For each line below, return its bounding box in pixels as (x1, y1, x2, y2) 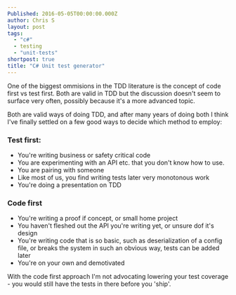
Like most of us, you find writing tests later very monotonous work (17, 173, 209, 181)
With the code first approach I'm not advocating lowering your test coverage (7, 273, 229, 281)
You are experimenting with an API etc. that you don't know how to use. (17, 158, 225, 167)
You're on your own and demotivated (17, 259, 125, 267)
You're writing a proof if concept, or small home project (17, 214, 178, 223)
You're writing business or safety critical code (17, 151, 151, 159)
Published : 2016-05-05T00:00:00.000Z (7, 10, 118, 18)
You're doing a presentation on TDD (17, 180, 122, 189)
